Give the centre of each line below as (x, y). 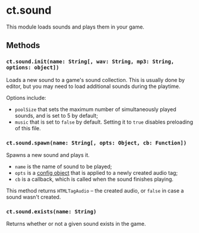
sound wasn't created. (34, 197)
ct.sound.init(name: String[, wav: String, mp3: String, (90, 62)
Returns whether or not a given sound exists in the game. (76, 224)
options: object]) (33, 68)
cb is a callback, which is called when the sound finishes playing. (94, 179)
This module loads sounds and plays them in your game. (75, 27)
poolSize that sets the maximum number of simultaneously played (95, 109)
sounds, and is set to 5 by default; (56, 115)
